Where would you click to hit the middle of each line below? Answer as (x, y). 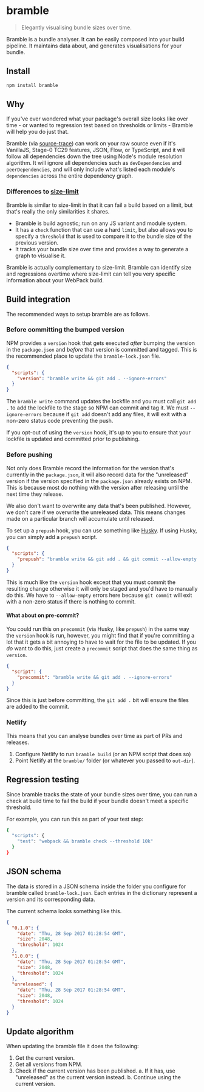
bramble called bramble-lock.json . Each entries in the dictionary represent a (102, 892)
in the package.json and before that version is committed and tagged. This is (102, 349)
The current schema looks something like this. (64, 911)
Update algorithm (40, 1032)
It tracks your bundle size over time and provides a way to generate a (102, 249)
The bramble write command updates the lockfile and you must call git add (101, 402)
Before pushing (29, 455)
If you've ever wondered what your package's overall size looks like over (97, 119)
